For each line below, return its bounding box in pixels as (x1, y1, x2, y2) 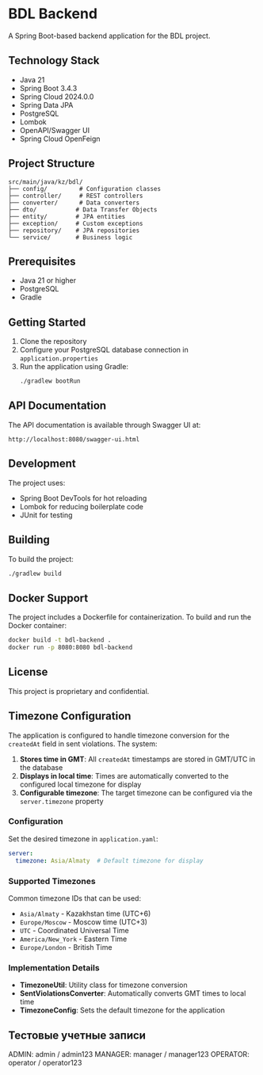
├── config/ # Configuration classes (8, 185, 161, 193)
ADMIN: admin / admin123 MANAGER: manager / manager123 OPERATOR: (8, 1050, 250, 1059)
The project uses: (8, 478, 66, 487)
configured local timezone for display (19, 780, 142, 789)
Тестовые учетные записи (8, 1028, 147, 1042)
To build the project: (8, 554, 74, 563)
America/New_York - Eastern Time (19, 934, 128, 943)
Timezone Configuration (8, 710, 131, 723)
